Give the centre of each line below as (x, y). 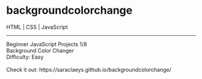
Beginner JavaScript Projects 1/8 (47, 44)
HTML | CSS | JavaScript (37, 27)
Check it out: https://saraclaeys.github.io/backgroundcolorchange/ (89, 69)
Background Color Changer (40, 50)
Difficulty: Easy (25, 57)
